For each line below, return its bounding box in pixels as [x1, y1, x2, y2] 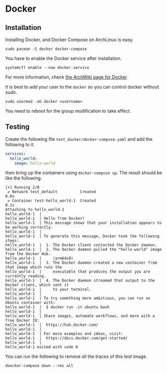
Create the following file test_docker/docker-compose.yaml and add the [5, 136, 153, 142]
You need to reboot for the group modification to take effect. [5, 108, 131, 114]
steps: [5, 238, 19, 243]
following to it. [5, 141, 35, 147]
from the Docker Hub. [5, 251, 51, 256]
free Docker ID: [5, 318, 39, 323]
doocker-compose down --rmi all [5, 363, 73, 368]
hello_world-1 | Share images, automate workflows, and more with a [5, 314, 155, 319]
